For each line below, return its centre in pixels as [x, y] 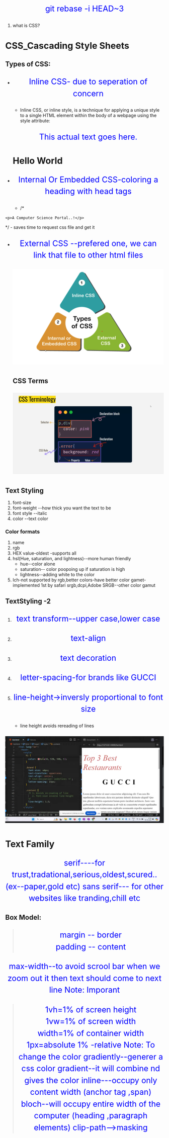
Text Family [30, 844]
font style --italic [30, 513]
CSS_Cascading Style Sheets [67, 46]
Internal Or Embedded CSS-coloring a [88, 180]
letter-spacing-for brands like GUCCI [88, 678]
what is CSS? [26, 25]
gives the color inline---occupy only [91, 1080]
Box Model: [23, 917]
